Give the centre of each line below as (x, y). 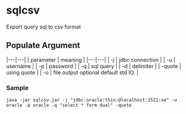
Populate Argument (43, 45)
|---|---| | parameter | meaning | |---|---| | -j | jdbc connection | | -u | (91, 59)
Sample (17, 88)
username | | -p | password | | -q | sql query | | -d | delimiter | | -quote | (94, 66)
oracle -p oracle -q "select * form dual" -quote (69, 105)
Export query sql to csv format (44, 27)
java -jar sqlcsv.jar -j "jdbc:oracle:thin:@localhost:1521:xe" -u (92, 100)
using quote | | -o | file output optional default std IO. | (72, 72)
